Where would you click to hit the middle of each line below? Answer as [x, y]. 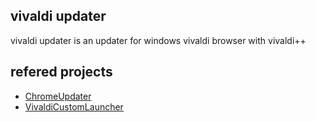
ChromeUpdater [58, 96]
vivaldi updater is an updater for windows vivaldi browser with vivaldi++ [158, 40]
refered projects [61, 72]
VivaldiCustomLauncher [74, 106]
